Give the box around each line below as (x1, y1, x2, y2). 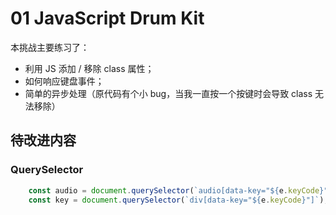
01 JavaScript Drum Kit (10, 7, 205, 30)
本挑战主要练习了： (10, 41, 90, 53)
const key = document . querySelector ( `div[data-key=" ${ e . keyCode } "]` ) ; (28, 195, 329, 205)
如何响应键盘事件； (24, 75, 105, 87)
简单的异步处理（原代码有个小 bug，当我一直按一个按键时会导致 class (24, 87, 313, 99)
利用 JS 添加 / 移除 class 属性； (24, 62, 155, 74)
